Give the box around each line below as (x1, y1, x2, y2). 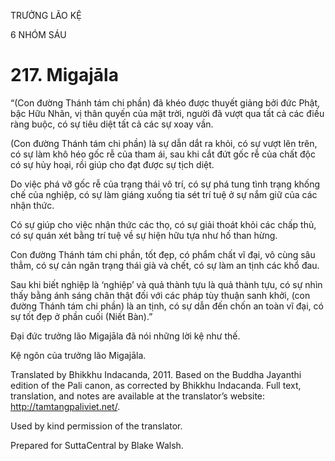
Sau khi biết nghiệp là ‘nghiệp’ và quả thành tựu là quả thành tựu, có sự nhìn (10, 278, 323, 290)
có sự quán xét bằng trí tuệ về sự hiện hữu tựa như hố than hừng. (10, 229, 278, 241)
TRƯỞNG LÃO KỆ (10, 10, 82, 21)
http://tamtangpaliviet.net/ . (10, 400, 121, 412)
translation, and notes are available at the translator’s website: (10, 390, 266, 402)
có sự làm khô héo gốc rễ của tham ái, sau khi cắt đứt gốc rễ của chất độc (10, 148, 316, 160)
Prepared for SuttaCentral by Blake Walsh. (10, 439, 184, 451)
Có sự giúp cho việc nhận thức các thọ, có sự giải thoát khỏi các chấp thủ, (10, 218, 317, 230)
